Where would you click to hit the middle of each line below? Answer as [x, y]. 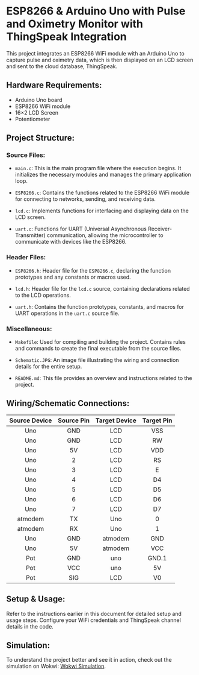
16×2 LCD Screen [37, 112]
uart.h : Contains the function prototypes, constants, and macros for [99, 306]
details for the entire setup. [48, 367]
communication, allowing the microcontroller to [105, 235]
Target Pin [157, 420]
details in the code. [30, 626]
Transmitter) [30, 235]
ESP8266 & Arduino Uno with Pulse [96, 11]
